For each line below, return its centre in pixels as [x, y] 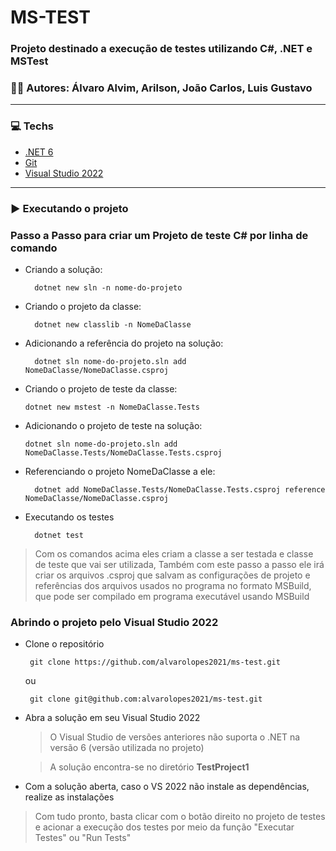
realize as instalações [69, 797]
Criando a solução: [63, 269]
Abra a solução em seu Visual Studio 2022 [112, 718]
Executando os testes [69, 517]
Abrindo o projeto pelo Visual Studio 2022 [114, 622]
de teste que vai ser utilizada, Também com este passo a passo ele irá [179, 564]
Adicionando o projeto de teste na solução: [113, 425]
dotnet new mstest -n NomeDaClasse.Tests [112, 407]
